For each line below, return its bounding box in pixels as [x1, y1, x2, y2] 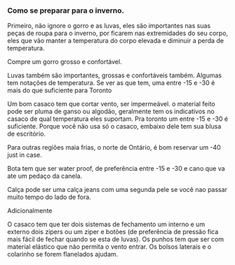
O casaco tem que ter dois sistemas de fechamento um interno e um [7, 220, 206, 228]
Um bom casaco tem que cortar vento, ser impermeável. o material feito [7, 100, 215, 108]
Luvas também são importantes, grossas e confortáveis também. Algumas [7, 71, 222, 79]
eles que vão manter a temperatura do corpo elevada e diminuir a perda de [7, 37, 224, 45]
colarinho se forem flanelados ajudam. [7, 250, 119, 259]
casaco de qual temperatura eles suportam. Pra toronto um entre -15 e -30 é [7, 115, 229, 123]
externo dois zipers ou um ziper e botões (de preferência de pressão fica [7, 228, 219, 236]
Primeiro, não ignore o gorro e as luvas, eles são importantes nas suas [7, 22, 211, 30]
